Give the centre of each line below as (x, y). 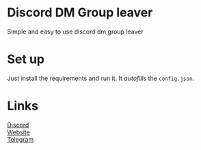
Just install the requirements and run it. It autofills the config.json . (101, 78)
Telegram (21, 139)
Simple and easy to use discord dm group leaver (75, 32)
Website (19, 132)
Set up (26, 59)
